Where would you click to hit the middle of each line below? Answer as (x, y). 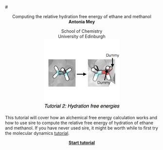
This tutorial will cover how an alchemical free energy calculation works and (81, 117)
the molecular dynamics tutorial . (37, 133)
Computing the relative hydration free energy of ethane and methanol (82, 16)
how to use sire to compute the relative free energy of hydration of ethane (79, 123)
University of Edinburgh (82, 36)
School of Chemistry (82, 31)
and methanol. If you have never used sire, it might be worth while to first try (81, 128)
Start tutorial (82, 142)
